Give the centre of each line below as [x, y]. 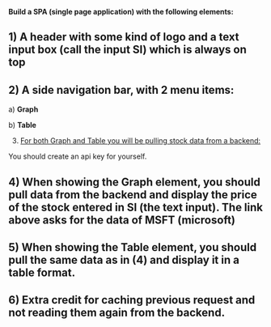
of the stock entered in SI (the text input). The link [136, 207]
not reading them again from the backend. [116, 313]
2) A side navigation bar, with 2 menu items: [121, 89]
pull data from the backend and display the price [133, 195]
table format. [42, 272]
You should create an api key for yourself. [78, 156]
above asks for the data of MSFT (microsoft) [122, 220]
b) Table [22, 125]
